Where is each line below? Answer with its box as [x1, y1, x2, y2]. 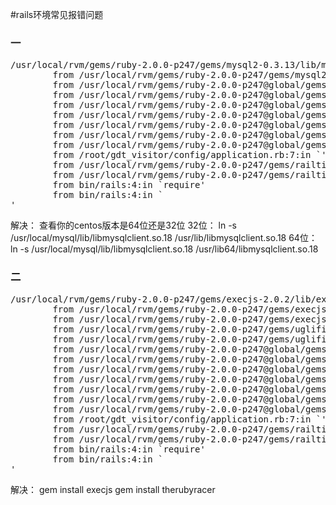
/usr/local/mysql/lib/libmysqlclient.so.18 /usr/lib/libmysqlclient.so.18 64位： [10, 232, 318, 244]
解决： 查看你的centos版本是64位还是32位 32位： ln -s [10, 219, 237, 232]
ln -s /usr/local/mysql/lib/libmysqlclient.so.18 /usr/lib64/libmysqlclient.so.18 [10, 243, 319, 255]
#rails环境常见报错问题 [10, 9, 104, 20]
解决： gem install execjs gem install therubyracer [10, 483, 216, 495]
